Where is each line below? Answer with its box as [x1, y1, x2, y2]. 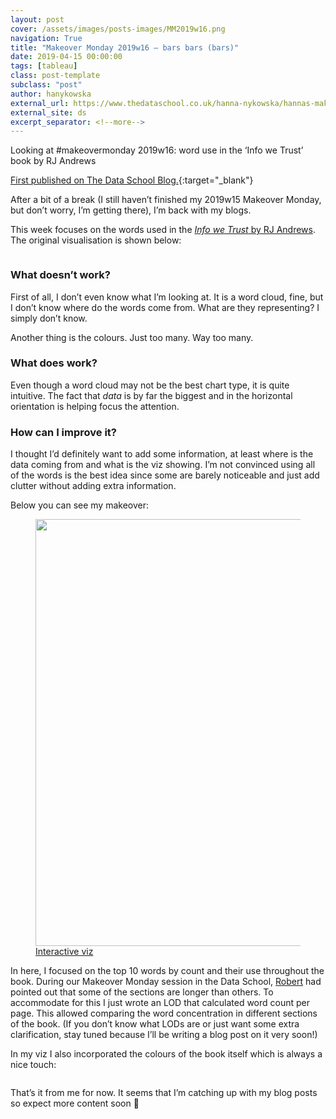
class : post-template [10, 71, 101, 81]
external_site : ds [10, 107, 87, 118]
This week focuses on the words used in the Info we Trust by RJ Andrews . [10, 224, 317, 236]
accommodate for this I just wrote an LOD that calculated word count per [10, 997, 311, 1009]
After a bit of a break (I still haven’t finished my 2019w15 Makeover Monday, [10, 194, 322, 206]
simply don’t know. [10, 312, 88, 324]
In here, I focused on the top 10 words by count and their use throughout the [10, 965, 325, 977]
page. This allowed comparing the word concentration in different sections [10, 1007, 318, 1020]
